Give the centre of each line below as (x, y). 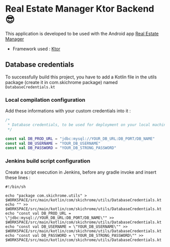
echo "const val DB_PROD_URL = (38, 213)
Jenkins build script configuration (48, 161)
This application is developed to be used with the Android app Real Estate (82, 33)
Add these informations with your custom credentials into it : (68, 111)
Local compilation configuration (45, 100)
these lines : (18, 177)
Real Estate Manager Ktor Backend (80, 9)
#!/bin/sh (16, 187)
